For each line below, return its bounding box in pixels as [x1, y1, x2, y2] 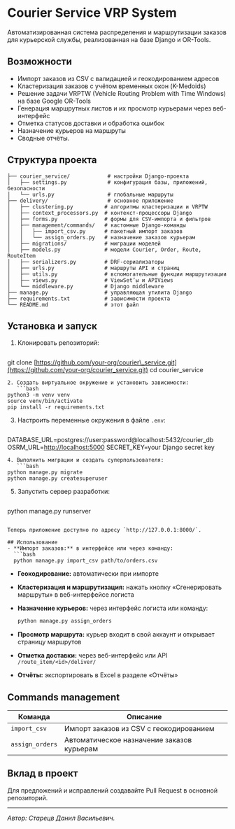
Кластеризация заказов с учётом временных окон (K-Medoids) [17, 82, 206, 90]
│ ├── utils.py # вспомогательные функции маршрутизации [7, 271, 227, 278]
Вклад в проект [7, 767, 78, 779]
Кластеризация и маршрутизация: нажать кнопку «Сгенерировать [17, 583, 222, 592]
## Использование [7, 539, 58, 546]
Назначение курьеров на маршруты [17, 126, 126, 134]
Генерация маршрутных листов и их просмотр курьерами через [17, 104, 212, 113]
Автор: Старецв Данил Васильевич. [7, 814, 115, 822]
